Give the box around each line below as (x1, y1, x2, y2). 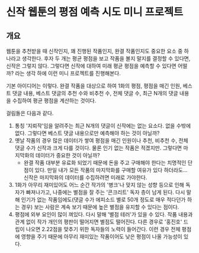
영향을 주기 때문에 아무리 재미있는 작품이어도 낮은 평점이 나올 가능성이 (21, 233, 182, 240)
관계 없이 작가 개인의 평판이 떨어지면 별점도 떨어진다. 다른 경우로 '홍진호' (14, 218, 182, 225)
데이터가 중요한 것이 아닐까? (35, 152, 100, 158)
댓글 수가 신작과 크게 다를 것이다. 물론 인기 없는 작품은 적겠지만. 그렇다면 (14, 144, 182, 151)
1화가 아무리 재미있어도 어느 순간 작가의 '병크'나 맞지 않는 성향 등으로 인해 (14, 181, 185, 188)
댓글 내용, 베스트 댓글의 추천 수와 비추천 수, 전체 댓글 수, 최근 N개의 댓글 (12, 90, 179, 96)
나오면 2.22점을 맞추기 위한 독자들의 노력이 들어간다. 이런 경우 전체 (25, 226, 181, 232)
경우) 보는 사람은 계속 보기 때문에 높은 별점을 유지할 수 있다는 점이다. (21, 203, 179, 210)
